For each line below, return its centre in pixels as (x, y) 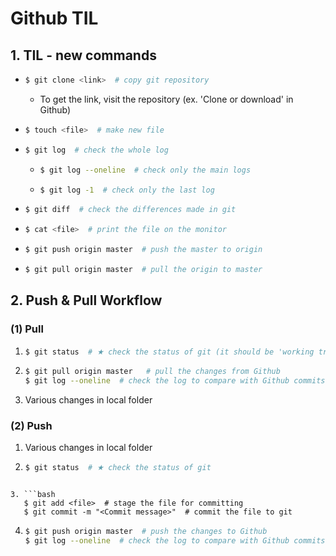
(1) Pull (27, 329)
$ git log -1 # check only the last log (127, 190)
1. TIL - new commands (83, 55)
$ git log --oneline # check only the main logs (145, 170)
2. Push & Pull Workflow (86, 300)
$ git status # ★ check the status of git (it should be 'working (169, 352)
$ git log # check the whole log (96, 150)
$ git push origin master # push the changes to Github (146, 532)
